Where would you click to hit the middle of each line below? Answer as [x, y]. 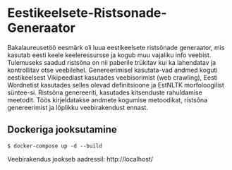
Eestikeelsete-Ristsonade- [87, 13]
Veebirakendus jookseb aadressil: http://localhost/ [80, 159]
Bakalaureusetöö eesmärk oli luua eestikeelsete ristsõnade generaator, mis [116, 47]
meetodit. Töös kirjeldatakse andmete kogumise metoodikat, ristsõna [108, 99]
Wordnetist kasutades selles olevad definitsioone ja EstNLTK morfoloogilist [116, 85]
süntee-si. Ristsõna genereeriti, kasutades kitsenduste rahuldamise [105, 92]
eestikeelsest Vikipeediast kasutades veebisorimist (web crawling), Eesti [113, 77]
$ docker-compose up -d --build [55, 146]
